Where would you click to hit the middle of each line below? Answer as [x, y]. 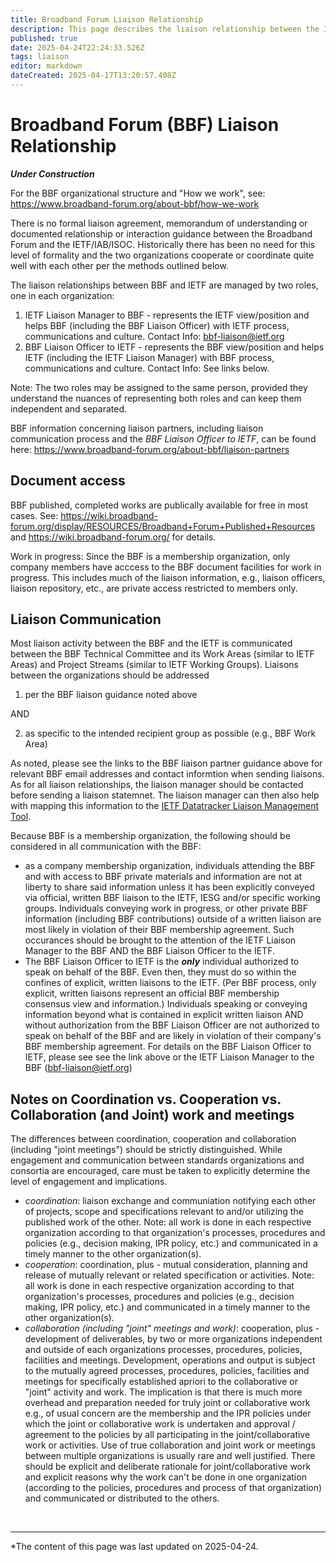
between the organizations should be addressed [110, 675]
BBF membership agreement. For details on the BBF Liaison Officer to [168, 1047]
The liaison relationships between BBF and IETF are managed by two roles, [164, 285]
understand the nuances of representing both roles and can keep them [156, 398]
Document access [68, 481]
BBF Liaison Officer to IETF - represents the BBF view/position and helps [174, 347]
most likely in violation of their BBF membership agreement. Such [159, 930]
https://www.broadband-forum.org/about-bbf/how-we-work [135, 203]
